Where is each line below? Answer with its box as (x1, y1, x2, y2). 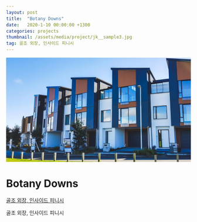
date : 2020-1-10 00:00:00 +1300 (6, 22, 91, 28)
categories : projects (6, 28, 59, 34)
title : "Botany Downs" (6, 15, 64, 22)
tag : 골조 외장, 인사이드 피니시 (6, 41, 74, 46)
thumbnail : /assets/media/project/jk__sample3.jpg (6, 34, 133, 41)
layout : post (6, 9, 38, 15)
